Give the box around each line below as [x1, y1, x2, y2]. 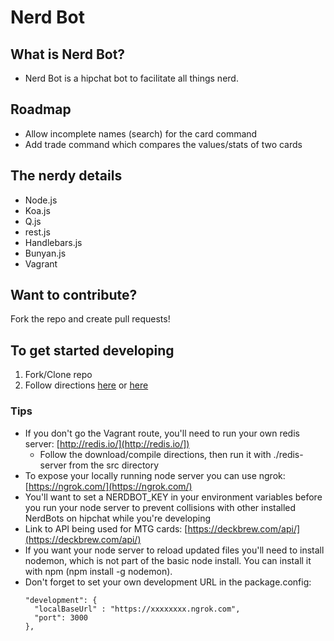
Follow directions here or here [24, 379, 149, 391]
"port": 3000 [34, 612, 89, 623]
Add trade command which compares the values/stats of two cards [24, 138, 303, 150]
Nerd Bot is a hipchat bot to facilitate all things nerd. [24, 72, 239, 84]
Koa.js [24, 204, 51, 216]
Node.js [24, 194, 58, 206]
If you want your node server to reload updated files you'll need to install [24, 544, 325, 556]
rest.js [24, 226, 51, 238]
